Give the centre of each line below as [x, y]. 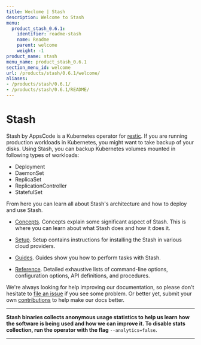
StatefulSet [29, 192]
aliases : [17, 78]
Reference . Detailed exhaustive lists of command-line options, [92, 269]
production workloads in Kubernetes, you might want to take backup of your [100, 142]
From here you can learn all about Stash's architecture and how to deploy [97, 204]
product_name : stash [32, 56]
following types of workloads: [43, 155]
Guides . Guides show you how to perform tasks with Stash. [88, 258]
